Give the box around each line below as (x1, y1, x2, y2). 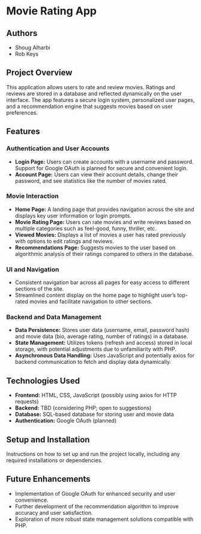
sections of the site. (14, 285, 64, 292)
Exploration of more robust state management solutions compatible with (14, 515, 194, 523)
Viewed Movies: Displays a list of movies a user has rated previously (14, 231, 186, 238)
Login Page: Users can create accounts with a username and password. (14, 158, 194, 165)
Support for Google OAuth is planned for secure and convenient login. (14, 164, 188, 171)
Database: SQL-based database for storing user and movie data (14, 411, 174, 418)
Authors (6, 28, 38, 38)
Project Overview (6, 68, 73, 78)
